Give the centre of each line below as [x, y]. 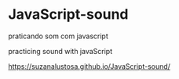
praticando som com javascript [58, 36]
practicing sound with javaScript [60, 51]
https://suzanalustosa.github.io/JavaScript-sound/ [89, 66]
